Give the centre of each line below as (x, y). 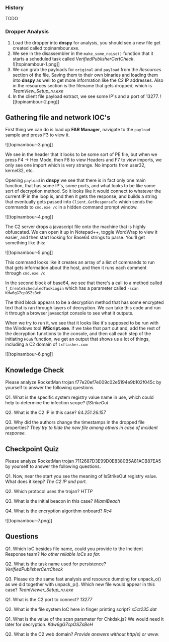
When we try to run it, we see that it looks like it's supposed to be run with (82, 323)
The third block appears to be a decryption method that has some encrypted (85, 302)
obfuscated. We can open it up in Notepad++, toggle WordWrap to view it (81, 232)
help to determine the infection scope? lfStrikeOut (57, 403)
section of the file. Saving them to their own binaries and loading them (85, 75)
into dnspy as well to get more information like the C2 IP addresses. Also (88, 80)
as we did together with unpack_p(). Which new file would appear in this (80, 584)
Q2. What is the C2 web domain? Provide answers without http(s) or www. (82, 634)
